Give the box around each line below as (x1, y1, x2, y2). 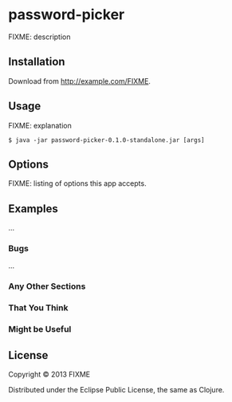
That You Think (8, 302, 69, 313)
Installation (8, 55, 65, 69)
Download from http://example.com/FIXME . (8, 76, 151, 85)
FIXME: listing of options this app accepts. (8, 179, 147, 188)
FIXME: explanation (8, 120, 72, 130)
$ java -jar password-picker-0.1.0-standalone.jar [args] (8, 136, 205, 144)
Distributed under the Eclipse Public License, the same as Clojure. (8, 385, 225, 395)
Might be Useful (8, 324, 72, 335)
